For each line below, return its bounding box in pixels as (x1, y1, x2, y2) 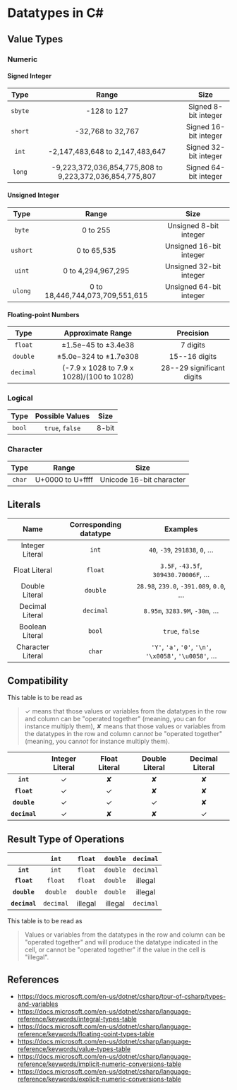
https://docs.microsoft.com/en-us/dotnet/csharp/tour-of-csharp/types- (17, 992, 226, 1000)
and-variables (17, 1000, 59, 1008)
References (7, 973, 59, 985)
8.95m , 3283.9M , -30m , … (143, 605, 219, 615)
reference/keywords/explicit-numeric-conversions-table (17, 1074, 181, 1083)
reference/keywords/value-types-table (17, 1044, 131, 1053)
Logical (7, 393, 33, 403)
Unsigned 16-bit (164, 241, 221, 251)
